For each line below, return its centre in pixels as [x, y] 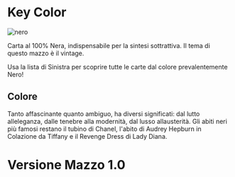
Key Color [37, 12]
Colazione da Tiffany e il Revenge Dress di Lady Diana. [87, 136]
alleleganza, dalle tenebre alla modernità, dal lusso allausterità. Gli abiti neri [117, 121]
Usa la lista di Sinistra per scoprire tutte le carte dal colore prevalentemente [118, 67]
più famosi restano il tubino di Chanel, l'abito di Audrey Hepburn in [104, 129]
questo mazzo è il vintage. [46, 53]
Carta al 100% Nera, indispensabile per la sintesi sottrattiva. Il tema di [109, 45]
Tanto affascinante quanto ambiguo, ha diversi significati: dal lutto [104, 113]
